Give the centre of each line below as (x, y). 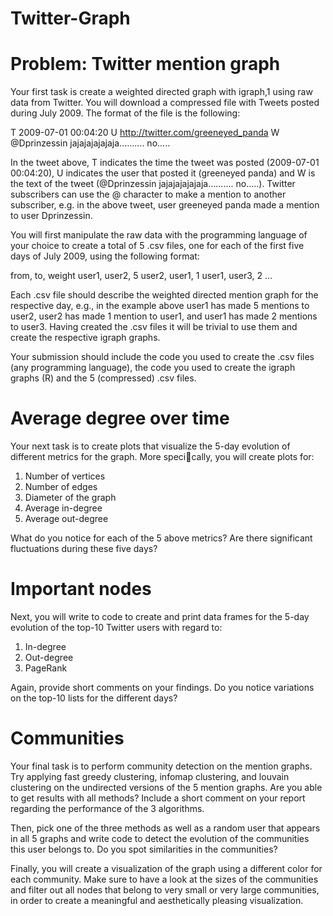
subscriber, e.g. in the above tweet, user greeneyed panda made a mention (165, 205)
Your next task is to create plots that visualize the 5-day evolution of (150, 446)
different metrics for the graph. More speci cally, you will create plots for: (162, 457)
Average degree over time (120, 418)
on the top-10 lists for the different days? (94, 698)
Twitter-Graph (70, 18)
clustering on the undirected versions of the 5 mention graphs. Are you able (166, 787)
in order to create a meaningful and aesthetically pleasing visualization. (157, 900)
